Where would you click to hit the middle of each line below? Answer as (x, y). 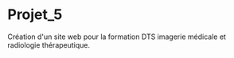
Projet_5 (35, 15)
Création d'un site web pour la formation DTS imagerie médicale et (117, 37)
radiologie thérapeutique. (49, 44)
